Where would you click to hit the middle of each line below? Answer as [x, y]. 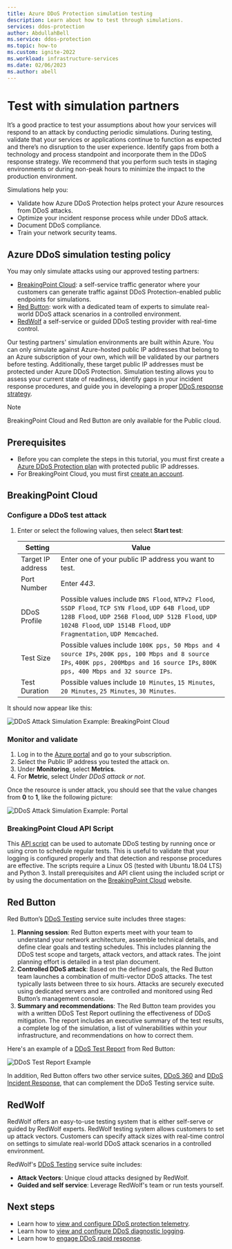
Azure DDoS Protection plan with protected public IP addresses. [108, 467]
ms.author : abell [32, 71]
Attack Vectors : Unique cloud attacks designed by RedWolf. [103, 1178]
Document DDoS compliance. [59, 225]
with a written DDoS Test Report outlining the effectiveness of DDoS [114, 1013]
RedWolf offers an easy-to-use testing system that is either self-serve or [110, 1121]
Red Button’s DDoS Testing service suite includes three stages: [97, 919]
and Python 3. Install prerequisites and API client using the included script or [116, 873]
